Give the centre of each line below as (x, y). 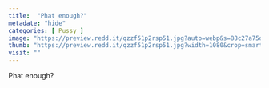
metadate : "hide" (37, 23)
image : (19, 38)
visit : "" (25, 53)
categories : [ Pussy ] (46, 30)
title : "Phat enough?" (48, 16)
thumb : (19, 46)
